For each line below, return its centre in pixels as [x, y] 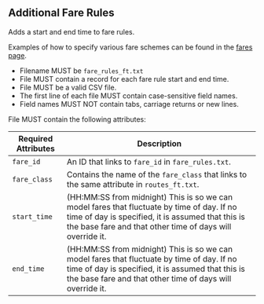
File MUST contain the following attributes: [77, 119]
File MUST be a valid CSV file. [68, 87]
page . [18, 55]
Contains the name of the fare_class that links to [157, 174]
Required [36, 138]
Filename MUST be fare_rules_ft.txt [81, 71]
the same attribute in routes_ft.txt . [133, 184]
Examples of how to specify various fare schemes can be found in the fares [130, 47]
